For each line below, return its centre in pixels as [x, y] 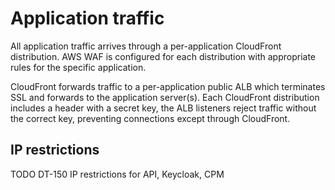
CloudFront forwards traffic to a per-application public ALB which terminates [168, 86]
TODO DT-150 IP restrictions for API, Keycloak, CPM [117, 174]
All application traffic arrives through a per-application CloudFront [146, 46]
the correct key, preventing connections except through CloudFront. [150, 118]
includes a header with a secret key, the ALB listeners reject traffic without [163, 108]
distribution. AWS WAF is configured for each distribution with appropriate [163, 56]
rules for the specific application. [78, 67]
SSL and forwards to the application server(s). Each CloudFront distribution [165, 97]
